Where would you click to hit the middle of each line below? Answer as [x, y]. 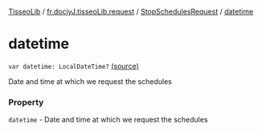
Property [26, 102]
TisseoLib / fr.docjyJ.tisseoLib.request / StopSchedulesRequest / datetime [131, 12]
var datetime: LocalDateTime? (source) [74, 66]
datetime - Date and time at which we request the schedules [108, 120]
